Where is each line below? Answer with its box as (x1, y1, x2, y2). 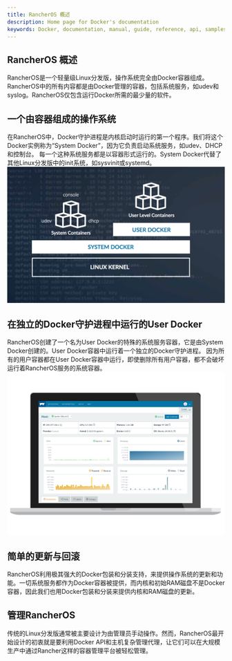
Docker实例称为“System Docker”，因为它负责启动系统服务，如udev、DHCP (7, 142, 223, 149)
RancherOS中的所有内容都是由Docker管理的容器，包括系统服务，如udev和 (7, 82, 220, 91)
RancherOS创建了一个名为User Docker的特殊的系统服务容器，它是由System (7, 338, 224, 346)
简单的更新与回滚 (7, 550, 80, 562)
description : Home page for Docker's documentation (7, 18, 159, 26)
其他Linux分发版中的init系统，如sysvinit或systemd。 (7, 159, 156, 167)
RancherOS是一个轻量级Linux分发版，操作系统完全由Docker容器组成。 (7, 73, 209, 82)
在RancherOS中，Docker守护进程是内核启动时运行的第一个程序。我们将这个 (7, 133, 223, 141)
